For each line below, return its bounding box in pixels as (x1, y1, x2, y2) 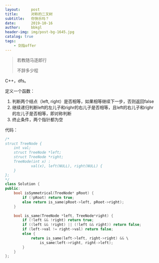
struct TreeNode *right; (14, 155, 64, 160)
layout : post (5, 7, 40, 12)
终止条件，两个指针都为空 (12, 116, 63, 122)
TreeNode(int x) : (14, 159, 51, 164)
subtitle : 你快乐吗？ (5, 16, 49, 21)
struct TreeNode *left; (14, 150, 62, 155)
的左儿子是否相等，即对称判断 (12, 110, 72, 116)
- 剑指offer (14, 43, 36, 48)
